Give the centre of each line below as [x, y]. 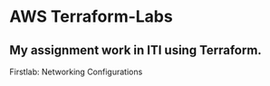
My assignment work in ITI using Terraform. [136, 50]
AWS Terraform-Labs [92, 17]
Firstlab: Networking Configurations [76, 72]
